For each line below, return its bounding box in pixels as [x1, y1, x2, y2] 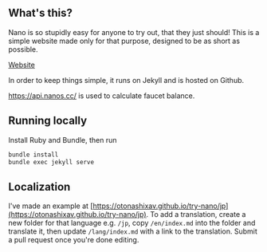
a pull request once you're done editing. [8, 235, 139, 245]
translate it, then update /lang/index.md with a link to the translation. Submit [8, 226, 257, 236]
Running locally [8, 114, 88, 128]
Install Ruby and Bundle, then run [8, 135, 117, 144]
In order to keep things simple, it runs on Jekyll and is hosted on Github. [8, 75, 245, 85]
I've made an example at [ [8, 201, 93, 211]
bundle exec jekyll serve [8, 158, 94, 166]
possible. [8, 44, 38, 54]
